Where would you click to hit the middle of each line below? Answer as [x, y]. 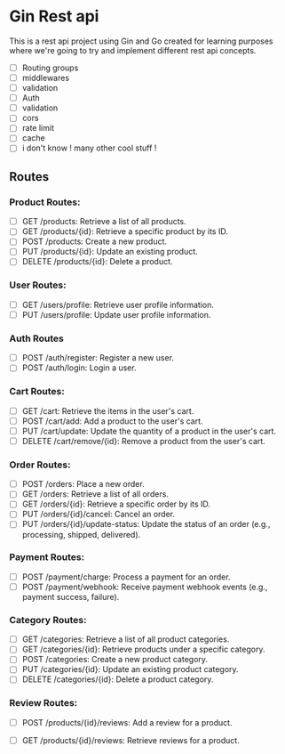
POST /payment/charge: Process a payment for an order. [126, 577]
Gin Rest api [54, 16]
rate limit [38, 128]
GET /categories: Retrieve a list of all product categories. [126, 639]
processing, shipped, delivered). [81, 534]
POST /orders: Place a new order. [83, 484]
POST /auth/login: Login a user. [79, 368]
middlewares [45, 78]
